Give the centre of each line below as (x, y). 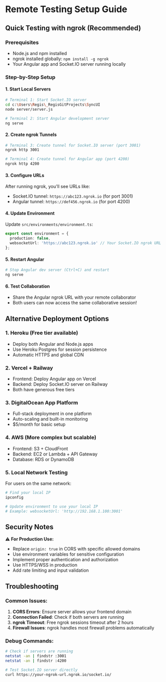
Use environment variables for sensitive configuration (68, 554)
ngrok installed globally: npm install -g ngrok (61, 59)
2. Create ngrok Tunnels (31, 134)
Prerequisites (22, 42)
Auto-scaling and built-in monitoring (50, 419)
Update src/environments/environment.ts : (49, 224)
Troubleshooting (32, 586)
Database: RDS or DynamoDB (43, 459)
